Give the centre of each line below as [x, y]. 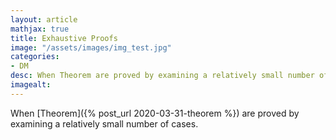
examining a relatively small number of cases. [104, 123]
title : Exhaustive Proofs [64, 38]
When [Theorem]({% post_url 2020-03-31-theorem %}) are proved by [155, 113]
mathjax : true [40, 29]
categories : [35, 57]
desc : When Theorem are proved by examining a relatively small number [162, 76]
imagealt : [31, 85]
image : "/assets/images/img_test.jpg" [91, 47]
